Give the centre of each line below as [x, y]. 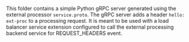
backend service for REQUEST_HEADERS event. [64, 33]
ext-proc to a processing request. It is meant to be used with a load [87, 21]
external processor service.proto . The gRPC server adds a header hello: [95, 15]
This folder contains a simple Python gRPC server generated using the [91, 8]
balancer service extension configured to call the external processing [90, 27]
